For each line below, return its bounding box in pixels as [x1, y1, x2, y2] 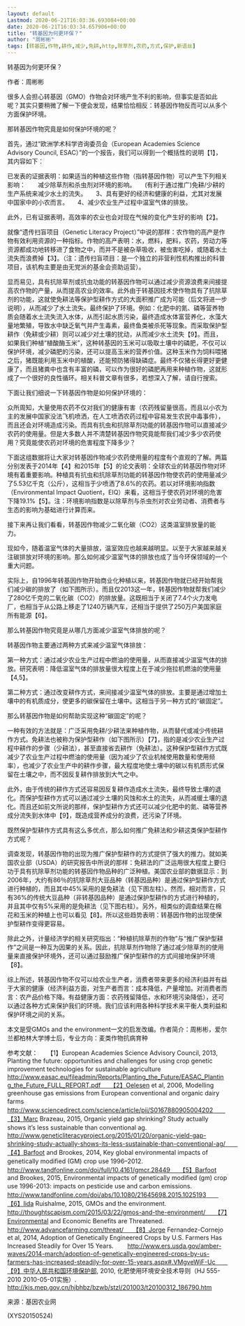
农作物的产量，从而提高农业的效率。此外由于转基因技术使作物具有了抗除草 [13, 286, 228, 294]
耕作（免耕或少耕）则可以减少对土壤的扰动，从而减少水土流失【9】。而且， [7, 330, 222, 338]
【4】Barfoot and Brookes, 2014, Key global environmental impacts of [7, 1149, 208, 1156]
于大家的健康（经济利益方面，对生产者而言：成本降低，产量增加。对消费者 [7, 984, 221, 992]
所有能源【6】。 [7, 611, 51, 619]
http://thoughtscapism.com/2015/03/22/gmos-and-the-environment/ [7, 1208, 206, 1216]
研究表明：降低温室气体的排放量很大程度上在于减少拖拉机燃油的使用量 [19, 664, 221, 673]
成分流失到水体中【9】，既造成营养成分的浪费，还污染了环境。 [7, 811, 186, 819]
